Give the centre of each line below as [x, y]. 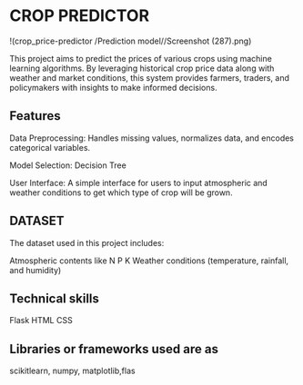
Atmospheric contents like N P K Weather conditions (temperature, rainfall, [149, 261]
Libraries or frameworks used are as [114, 349]
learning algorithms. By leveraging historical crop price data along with [142, 68]
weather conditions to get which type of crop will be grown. [121, 192]
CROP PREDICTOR [80, 16]
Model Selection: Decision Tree [68, 165]
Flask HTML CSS [41, 321]
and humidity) [35, 270]
